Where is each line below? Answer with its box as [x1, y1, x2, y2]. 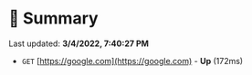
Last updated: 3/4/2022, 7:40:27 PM [8, 38, 150, 49]
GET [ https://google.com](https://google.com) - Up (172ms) [21, 55, 244, 66]
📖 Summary [8, 8, 99, 29]
